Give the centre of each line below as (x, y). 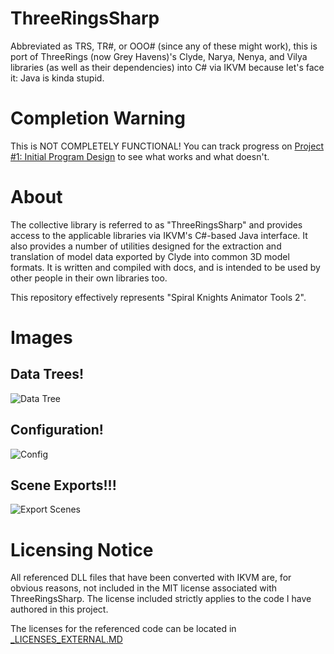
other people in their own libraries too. (89, 278)
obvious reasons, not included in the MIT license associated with (144, 588)
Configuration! (57, 430)
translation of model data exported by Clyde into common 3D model (150, 256)
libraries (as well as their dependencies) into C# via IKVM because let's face (167, 67)
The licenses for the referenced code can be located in (123, 629)
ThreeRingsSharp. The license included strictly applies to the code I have (161, 599)
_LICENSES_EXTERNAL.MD (66, 639)
